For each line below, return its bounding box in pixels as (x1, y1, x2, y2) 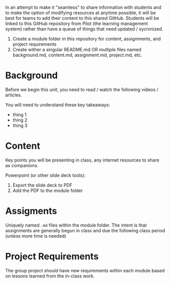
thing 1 (12, 111, 27, 117)
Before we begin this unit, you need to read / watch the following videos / (5, 86, 159, 92)
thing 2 (12, 117, 28, 123)
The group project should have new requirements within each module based (5, 267, 165, 273)
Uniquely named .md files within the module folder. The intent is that (5, 222, 147, 228)
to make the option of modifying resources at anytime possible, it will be (5, 10, 156, 16)
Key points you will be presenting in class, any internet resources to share (5, 157, 160, 163)
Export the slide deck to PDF (12, 182, 73, 188)
